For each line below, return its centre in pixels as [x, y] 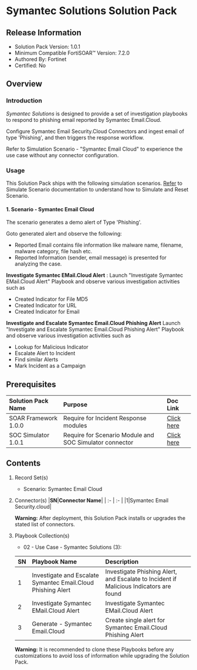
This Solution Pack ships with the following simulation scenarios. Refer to [94, 183]
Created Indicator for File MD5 [51, 299]
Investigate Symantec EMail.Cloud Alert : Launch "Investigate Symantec [95, 276]
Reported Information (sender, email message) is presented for [91, 258]
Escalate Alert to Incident [45, 353]
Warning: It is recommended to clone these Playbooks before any [94, 649]
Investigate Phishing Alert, [141, 571]
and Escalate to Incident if [141, 579]
